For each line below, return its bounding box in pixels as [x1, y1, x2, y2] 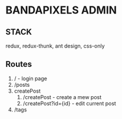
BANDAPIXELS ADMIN [5, 4, 117, 17]
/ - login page [14, 74, 48, 82]
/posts [14, 81, 30, 88]
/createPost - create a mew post [22, 93, 102, 100]
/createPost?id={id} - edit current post [22, 100, 116, 107]
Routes [5, 59, 32, 69]
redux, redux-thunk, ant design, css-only [5, 42, 105, 49]
